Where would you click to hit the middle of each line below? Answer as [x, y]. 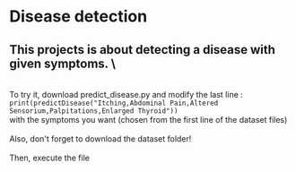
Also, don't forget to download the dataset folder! [100, 139]
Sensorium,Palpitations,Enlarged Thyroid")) [94, 111]
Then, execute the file [49, 158]
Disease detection [78, 17]
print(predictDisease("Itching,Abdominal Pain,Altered [114, 103]
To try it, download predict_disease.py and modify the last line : [126, 95]
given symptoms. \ [63, 63]
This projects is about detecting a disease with [143, 50]
